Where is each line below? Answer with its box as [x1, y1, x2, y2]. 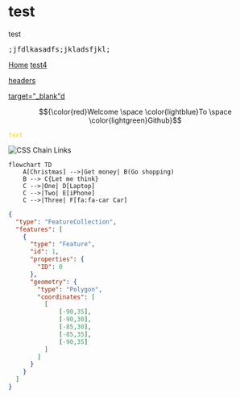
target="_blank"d [8, 91, 66, 101]
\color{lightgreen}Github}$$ [88, 115, 183, 125]
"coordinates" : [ [37, 293, 95, 301]
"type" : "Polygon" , [37, 285, 103, 293]
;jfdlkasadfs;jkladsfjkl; [8, 44, 111, 54]
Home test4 [8, 60, 48, 69]
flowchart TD [8, 161, 52, 169]
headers [8, 75, 36, 85]
